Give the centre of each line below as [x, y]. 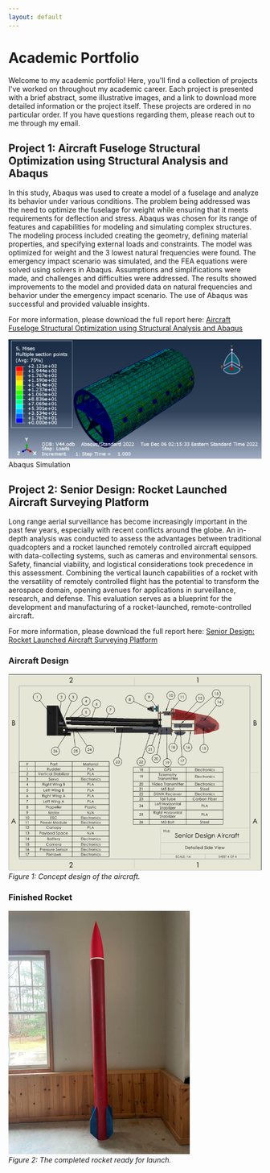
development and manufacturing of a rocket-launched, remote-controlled [130, 607]
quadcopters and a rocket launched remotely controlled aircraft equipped [130, 547]
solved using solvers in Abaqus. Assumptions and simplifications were [125, 270]
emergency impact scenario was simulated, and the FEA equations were [128, 261]
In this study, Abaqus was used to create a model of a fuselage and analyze [133, 193]
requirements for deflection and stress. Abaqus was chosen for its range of [133, 218]
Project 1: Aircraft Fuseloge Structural [104, 148]
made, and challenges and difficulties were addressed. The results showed [133, 279]
